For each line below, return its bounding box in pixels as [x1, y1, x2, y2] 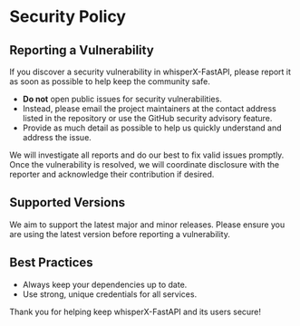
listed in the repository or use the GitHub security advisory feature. [22, 113, 273, 123]
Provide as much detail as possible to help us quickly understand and [22, 122, 282, 133]
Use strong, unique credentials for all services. [22, 288, 198, 300]
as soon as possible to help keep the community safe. [9, 76, 210, 87]
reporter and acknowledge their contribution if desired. [9, 169, 215, 179]
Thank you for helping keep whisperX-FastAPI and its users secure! [9, 306, 261, 317]
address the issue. [22, 132, 92, 142]
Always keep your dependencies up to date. [22, 279, 188, 290]
